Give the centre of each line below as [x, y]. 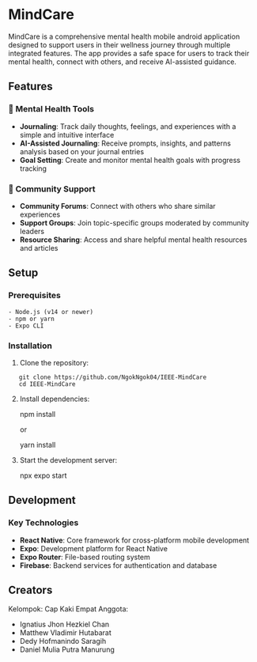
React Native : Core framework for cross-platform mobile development [134, 540]
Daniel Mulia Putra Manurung [67, 649]
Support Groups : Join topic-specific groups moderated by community [134, 222]
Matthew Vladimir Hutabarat [66, 633]
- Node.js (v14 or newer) [51, 312]
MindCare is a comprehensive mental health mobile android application [124, 36]
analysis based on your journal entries [82, 151]
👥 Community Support [52, 189]
